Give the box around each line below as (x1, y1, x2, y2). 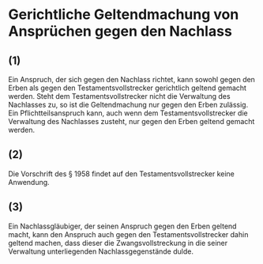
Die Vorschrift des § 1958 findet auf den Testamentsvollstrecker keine (8, 168, 235, 179)
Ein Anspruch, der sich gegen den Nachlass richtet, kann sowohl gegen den (8, 75, 255, 84)
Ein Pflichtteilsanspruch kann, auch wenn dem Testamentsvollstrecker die (8, 108, 248, 118)
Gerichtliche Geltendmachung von (8, 6, 239, 24)
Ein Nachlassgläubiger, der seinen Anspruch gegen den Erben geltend (8, 221, 237, 231)
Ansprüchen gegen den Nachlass (8, 22, 233, 40)
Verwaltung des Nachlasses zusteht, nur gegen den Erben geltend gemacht (8, 117, 255, 126)
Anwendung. (8, 177, 50, 187)
